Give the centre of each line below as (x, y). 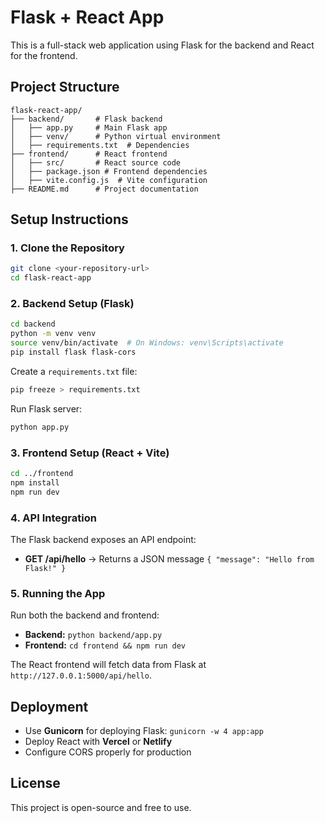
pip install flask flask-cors (73, 352)
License (35, 783)
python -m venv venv (53, 334)
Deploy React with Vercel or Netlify (98, 742)
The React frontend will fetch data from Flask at (108, 665)
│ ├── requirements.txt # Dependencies (100, 145)
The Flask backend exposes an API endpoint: (103, 539)
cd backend (33, 324)
